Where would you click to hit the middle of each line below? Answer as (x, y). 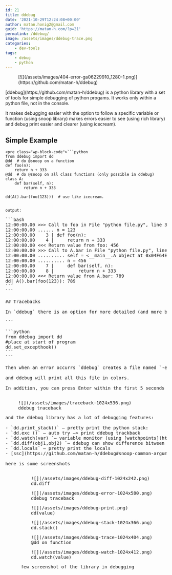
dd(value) (43, 513)
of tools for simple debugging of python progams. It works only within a (81, 98)
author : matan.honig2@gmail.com (40, 24)
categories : (18, 44)
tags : (11, 53)
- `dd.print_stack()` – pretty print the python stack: (77, 428)
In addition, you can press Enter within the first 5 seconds (85, 388)
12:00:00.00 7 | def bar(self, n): (59, 266)
